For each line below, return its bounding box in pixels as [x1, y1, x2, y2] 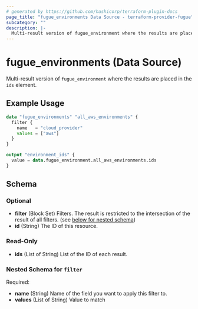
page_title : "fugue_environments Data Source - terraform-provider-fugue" [6, 14, 194, 20]
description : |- [6, 25, 46, 31]
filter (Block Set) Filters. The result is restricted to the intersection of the [14, 210, 190, 217]
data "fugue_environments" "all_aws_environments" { [6, 114, 138, 120]
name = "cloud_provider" [16, 125, 83, 131]
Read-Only [6, 237, 38, 246]
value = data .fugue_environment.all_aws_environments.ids [11, 157, 157, 163]
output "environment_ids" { [6, 152, 75, 158]
